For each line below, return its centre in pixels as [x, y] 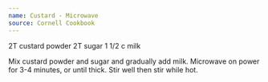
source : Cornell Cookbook [51, 23]
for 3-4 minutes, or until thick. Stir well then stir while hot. [103, 69]
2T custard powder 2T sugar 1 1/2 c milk [75, 45]
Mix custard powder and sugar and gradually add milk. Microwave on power [134, 61]
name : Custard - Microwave [53, 16]
